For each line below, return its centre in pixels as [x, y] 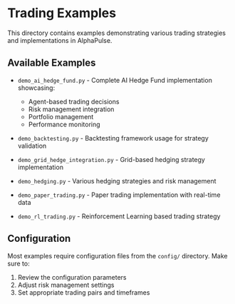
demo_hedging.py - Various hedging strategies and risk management [117, 181]
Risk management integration [71, 109]
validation [32, 146]
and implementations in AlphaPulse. [60, 40]
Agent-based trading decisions [74, 101]
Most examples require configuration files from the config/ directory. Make [117, 255]
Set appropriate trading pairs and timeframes [84, 292]
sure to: [19, 263]
